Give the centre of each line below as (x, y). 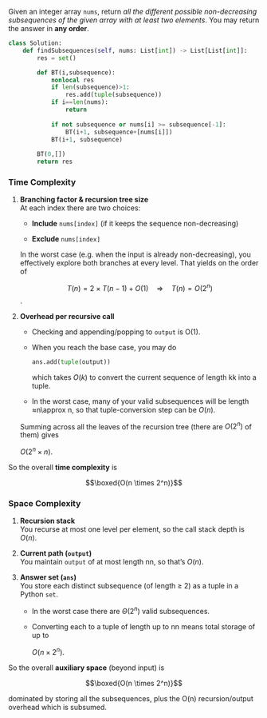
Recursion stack (47, 521)
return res (55, 162)
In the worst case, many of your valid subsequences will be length (140, 401)
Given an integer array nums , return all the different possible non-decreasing (133, 12)
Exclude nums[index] (66, 239)
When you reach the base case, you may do (104, 347)
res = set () (57, 58)
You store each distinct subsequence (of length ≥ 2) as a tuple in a (129, 586)
